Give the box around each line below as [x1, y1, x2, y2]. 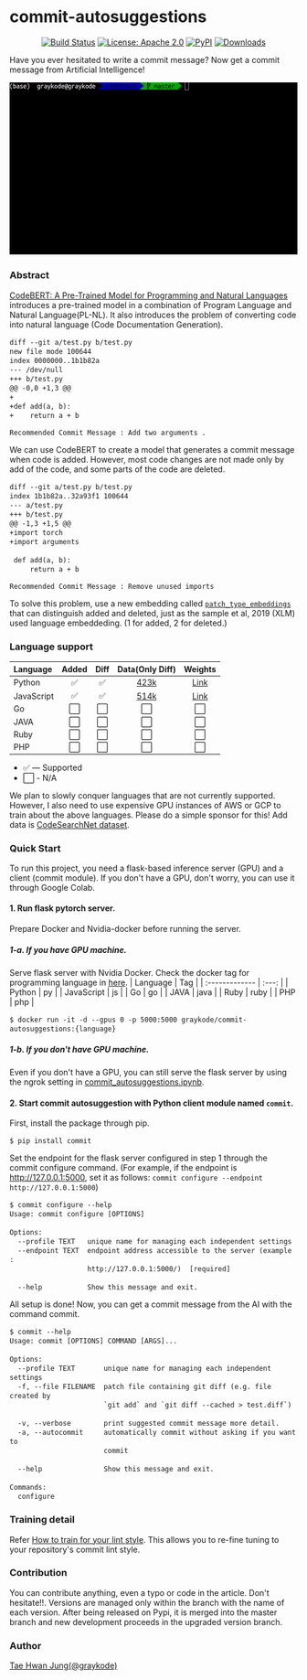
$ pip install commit [9, 1137, 92, 1146]
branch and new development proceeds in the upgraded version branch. [9, 1616, 283, 1627]
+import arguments [9, 537, 79, 546]
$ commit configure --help [9, 1201, 112, 1210]
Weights [184, 663, 217, 674]
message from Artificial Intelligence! [9, 64, 145, 75]
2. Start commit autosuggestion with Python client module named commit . [9, 1097, 294, 1108]
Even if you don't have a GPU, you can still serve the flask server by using [9, 1067, 288, 1078]
